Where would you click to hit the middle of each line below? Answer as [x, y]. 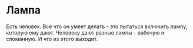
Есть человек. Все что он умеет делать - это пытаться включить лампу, [97, 26]
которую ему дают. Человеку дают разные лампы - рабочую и [85, 32]
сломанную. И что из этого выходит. [52, 39]
